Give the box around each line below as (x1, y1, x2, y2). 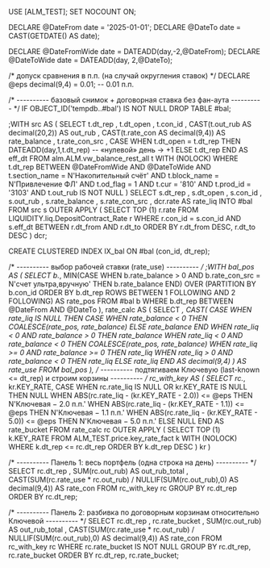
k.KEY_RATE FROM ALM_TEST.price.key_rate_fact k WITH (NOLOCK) (8, 433, 238, 443)
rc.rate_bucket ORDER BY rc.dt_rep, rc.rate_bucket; (8, 550, 180, 560)
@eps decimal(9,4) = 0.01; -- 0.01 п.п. (8, 80, 135, 89)
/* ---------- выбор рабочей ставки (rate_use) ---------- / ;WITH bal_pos (8, 262, 255, 271)
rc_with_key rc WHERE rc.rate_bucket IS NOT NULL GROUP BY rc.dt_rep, (8, 542, 251, 551)
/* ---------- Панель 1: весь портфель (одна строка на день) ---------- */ (8, 457, 257, 467)
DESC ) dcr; (8, 231, 48, 240)
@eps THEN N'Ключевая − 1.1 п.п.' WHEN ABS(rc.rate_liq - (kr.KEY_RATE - (8, 407, 258, 417)
